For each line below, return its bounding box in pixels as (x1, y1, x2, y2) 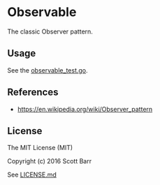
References (7, 87, 59, 98)
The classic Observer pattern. (7, 27, 93, 36)
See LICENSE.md (7, 170, 57, 179)
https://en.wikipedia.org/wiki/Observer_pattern (17, 105, 153, 113)
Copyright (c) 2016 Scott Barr (7, 157, 92, 165)
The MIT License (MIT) (7, 144, 73, 152)
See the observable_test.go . (7, 66, 89, 74)
